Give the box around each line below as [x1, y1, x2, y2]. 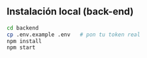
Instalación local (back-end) [6, 6, 134, 18]
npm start [6, 44, 36, 52]
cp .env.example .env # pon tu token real [6, 31, 141, 38]
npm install [6, 37, 42, 45]
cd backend [6, 24, 39, 31]
